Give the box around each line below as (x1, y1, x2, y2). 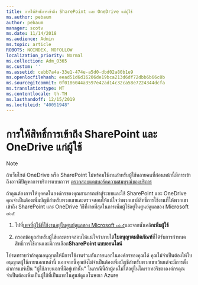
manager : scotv (6, 25, 44, 31)
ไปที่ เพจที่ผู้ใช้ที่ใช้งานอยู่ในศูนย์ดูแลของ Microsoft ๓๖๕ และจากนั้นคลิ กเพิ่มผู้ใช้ (14, 222, 169, 229)
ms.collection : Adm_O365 (6, 58, 67, 64)
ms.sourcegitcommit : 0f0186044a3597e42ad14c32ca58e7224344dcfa (6, 80, 165, 86)
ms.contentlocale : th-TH (6, 91, 67, 97)
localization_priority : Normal (6, 53, 83, 58)
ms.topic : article (6, 42, 51, 48)
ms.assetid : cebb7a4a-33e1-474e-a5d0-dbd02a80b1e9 (6, 69, 134, 75)
